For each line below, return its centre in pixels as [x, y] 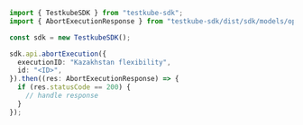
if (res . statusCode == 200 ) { [74, 87]
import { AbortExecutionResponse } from [87, 21]
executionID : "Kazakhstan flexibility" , [94, 62]
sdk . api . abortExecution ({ [58, 54]
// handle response [62, 95]
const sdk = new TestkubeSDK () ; [70, 37]
